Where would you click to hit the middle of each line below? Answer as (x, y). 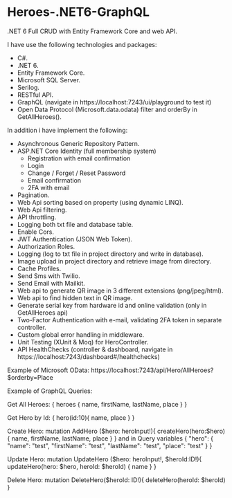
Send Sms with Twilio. (49, 276)
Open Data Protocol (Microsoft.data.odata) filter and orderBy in (107, 109)
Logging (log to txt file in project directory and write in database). (110, 254)
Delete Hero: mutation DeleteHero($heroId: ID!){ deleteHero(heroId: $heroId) (117, 480)
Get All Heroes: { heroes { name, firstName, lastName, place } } (97, 404)
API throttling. (37, 217)
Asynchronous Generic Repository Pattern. (78, 143)
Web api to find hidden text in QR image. (75, 297)
